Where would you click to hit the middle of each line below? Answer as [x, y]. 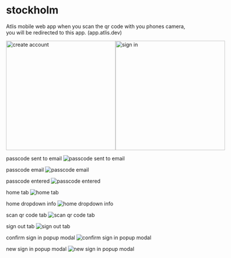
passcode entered [28, 181]
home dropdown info [31, 203]
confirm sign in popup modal [41, 238]
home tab [17, 192]
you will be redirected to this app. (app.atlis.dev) [64, 32]
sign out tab [20, 226]
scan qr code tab [27, 215]
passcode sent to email [34, 158]
